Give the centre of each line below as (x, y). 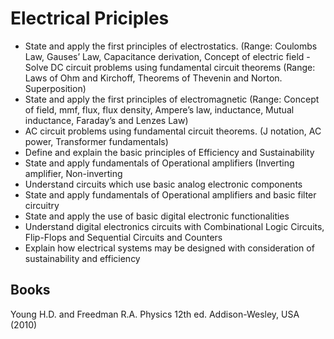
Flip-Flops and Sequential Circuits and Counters (123, 237)
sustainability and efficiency (82, 258)
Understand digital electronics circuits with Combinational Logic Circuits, (174, 226)
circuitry (42, 205)
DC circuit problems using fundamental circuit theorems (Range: (183, 67)
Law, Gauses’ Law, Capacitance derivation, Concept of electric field (164, 56)
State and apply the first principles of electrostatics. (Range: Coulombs (171, 46)
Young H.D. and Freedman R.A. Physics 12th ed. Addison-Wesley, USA (155, 314)
